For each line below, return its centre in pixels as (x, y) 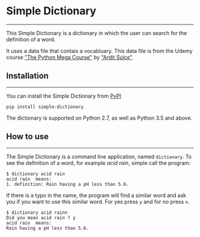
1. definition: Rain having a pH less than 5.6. (68, 184)
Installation (27, 76)
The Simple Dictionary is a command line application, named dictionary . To (99, 157)
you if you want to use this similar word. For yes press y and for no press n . (98, 201)
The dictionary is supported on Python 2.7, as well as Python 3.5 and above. (99, 118)
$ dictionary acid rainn (37, 213)
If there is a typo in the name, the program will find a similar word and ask (96, 195)
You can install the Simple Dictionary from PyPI (64, 96)
